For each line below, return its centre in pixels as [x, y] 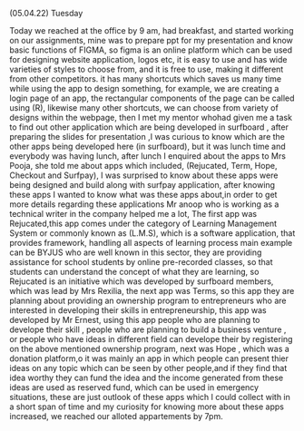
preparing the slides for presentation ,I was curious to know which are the [147, 137]
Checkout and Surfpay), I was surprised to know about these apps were [144, 175]
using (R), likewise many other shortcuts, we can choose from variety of [144, 108]
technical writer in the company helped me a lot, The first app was [133, 214]
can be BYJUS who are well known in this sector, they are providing [136, 252]
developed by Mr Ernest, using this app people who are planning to [135, 320]
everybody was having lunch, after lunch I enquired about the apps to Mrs [147, 156]
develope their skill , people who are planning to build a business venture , [148, 329]
